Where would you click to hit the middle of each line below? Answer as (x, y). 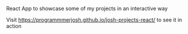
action (14, 26)
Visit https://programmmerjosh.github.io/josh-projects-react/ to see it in (94, 20)
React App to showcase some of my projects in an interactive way (87, 8)
